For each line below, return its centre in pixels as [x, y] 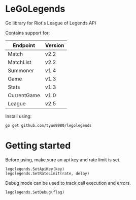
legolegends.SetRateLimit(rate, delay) [47, 174]
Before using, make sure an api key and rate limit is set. [63, 160]
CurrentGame [24, 95]
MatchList [20, 62]
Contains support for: [28, 33]
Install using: [19, 116]
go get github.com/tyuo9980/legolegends [49, 125]
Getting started [38, 146]
